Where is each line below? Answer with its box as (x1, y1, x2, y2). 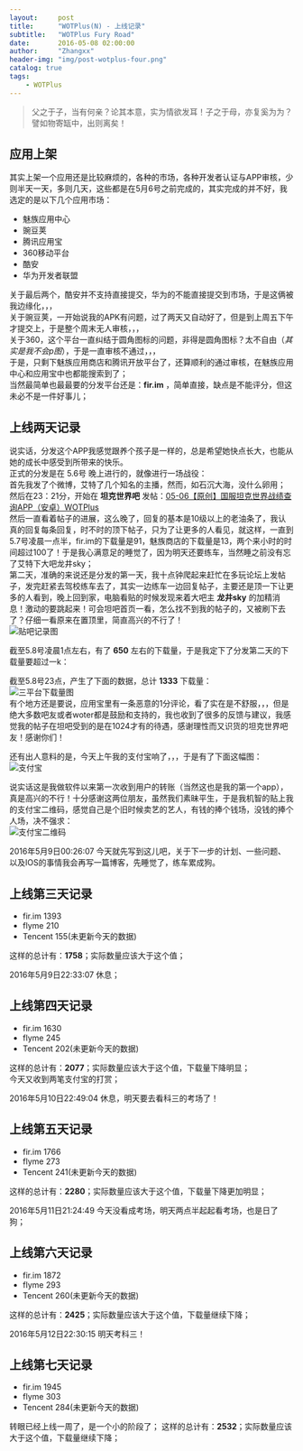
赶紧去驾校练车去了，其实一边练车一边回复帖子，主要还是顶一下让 (40, 581, 286, 592)
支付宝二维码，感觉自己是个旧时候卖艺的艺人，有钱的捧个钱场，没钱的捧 (16, 804, 286, 815)
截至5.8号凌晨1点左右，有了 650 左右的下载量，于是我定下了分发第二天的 (9, 645, 281, 656)
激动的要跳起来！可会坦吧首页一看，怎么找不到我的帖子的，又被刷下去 (24, 604, 286, 615)
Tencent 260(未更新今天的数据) (22, 1289, 140, 1300)
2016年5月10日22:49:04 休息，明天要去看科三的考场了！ (9, 1093, 219, 1104)
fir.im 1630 (22, 1022, 62, 1033)
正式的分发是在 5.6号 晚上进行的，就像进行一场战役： (9, 468, 207, 479)
